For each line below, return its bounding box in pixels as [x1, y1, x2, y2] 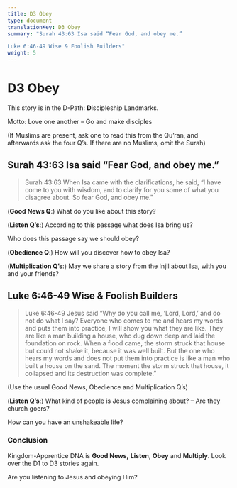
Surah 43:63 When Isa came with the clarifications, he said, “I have [24, 178, 221, 187]
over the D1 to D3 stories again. [7, 459, 99, 467]
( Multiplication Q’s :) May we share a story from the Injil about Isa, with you [7, 262, 227, 270]
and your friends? [7, 269, 59, 277]
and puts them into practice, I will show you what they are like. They [24, 323, 224, 332]
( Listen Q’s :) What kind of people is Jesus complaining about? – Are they [7, 396, 221, 405]
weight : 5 [7, 50, 37, 57]
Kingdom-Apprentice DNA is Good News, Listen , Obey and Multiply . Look [7, 451, 226, 460]
